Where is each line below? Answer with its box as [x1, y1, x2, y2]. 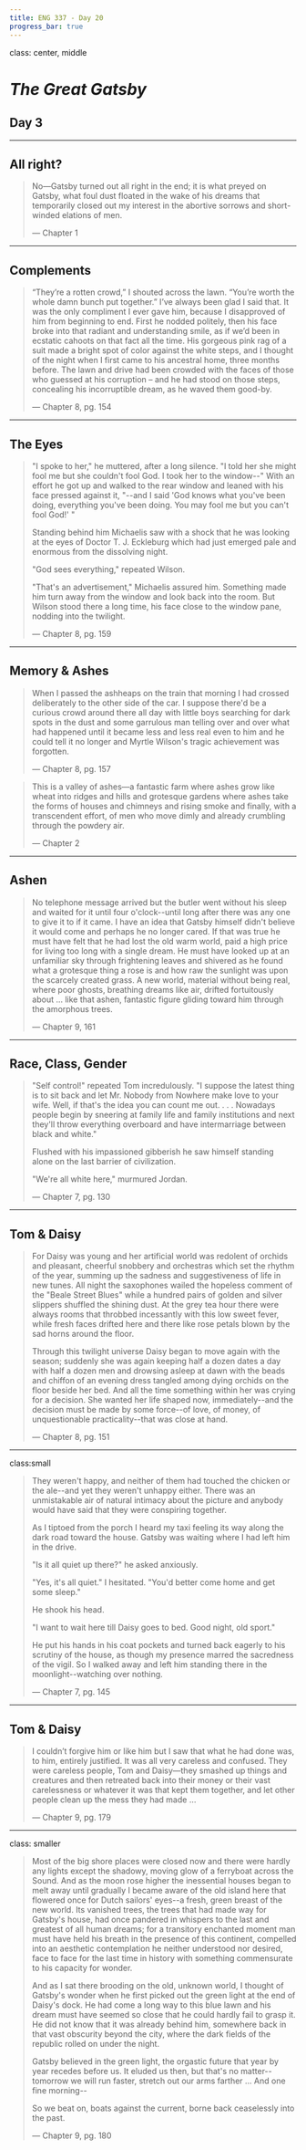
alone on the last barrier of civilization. [31, 1156, 176, 1167]
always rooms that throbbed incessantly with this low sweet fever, [31, 1309, 280, 1320]
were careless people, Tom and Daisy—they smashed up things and [31, 1765, 288, 1776]
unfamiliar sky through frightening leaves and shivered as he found [31, 955, 284, 965]
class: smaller [9, 1838, 61, 1849]
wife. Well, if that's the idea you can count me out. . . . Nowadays [31, 1100, 276, 1111]
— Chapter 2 [31, 837, 80, 849]
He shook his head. [31, 1604, 105, 1615]
